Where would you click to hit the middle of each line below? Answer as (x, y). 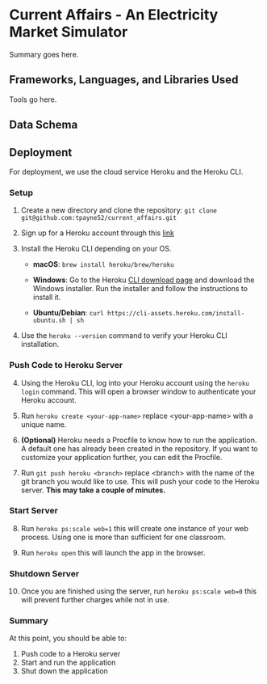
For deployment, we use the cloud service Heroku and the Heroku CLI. (126, 171)
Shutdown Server (44, 573)
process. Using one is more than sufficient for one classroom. (123, 537)
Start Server (34, 511)
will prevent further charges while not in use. (95, 600)
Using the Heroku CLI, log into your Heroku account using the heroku (135, 382)
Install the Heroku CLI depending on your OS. (96, 249)
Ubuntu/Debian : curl (68, 313)
